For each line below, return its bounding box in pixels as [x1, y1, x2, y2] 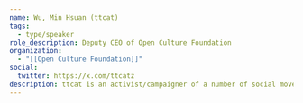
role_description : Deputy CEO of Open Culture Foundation [9, 38, 232, 47]
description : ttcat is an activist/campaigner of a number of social [9, 80, 277, 89]
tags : [9, 21, 30, 30]
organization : [9, 47, 63, 56]
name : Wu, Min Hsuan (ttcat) [9, 13, 119, 22]
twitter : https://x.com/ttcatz [17, 72, 135, 81]
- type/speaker [17, 30, 75, 39]
